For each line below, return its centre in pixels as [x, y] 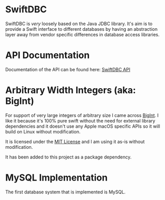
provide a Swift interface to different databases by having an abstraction [81, 29]
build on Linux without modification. [43, 131]
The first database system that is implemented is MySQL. [66, 192]
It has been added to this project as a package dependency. [68, 157]
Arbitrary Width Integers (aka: [71, 90]
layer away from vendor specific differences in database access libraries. [82, 34]
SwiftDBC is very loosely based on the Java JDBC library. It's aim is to [79, 24]
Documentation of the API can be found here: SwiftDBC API [68, 69]
